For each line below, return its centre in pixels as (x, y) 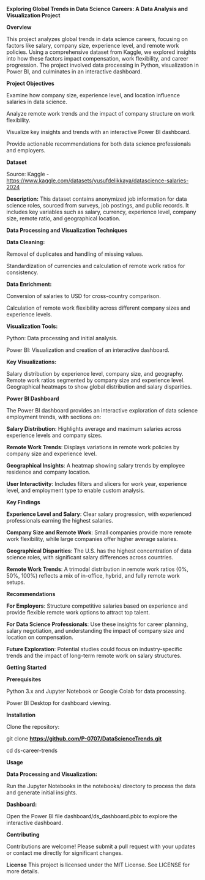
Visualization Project (33, 15)
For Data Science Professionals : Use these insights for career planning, (97, 624)
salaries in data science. (37, 102)
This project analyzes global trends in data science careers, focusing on (97, 39)
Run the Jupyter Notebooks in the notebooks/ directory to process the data (101, 786)
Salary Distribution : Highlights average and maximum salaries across (94, 429)
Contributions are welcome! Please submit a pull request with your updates (101, 846)
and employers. (26, 150)
